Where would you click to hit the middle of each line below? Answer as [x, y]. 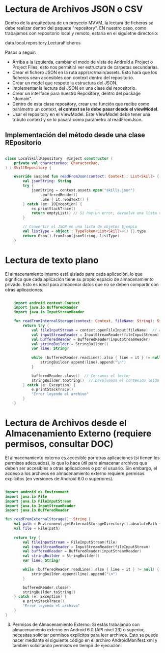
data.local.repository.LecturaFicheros [43, 42]
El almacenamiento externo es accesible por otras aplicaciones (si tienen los [82, 458]
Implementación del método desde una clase [75, 135]
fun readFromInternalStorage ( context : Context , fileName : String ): [84, 321]
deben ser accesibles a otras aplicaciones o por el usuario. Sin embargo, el [81, 468]
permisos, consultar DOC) [59, 444]
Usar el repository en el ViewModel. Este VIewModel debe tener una [81, 114]
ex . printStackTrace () [54, 209]
